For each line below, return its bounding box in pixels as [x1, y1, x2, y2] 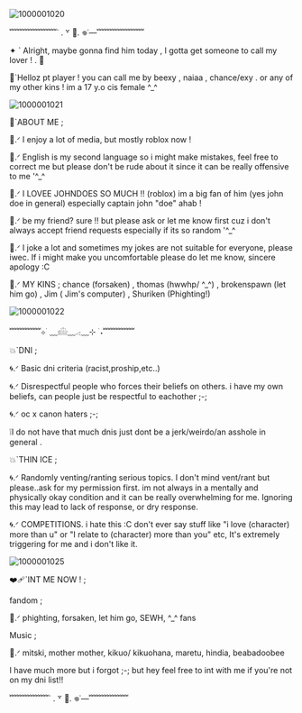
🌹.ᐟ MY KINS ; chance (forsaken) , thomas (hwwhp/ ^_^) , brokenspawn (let [9, 279, 287, 289]
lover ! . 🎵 [9, 55, 45, 65]
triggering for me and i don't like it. [9, 539, 138, 549]
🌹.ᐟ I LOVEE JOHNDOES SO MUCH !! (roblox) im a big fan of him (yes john [9, 188, 284, 198]
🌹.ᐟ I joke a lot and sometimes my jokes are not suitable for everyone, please [9, 242, 293, 252]
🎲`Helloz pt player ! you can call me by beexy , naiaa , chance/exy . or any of [9, 72, 294, 83]
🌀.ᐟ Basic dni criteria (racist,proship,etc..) [9, 363, 160, 373]
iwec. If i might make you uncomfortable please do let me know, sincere [9, 252, 277, 262]
